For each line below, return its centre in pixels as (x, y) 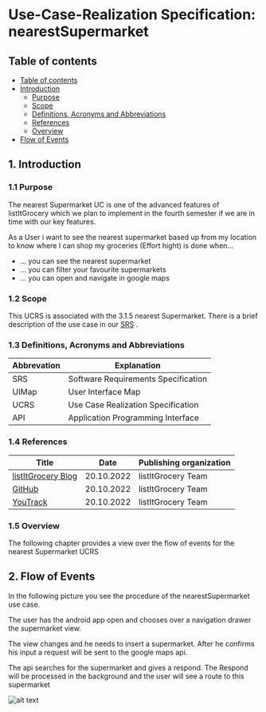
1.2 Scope (28, 298)
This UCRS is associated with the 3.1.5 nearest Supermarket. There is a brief (133, 316)
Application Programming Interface (133, 418)
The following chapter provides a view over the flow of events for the (121, 543)
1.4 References (38, 442)
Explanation (137, 366)
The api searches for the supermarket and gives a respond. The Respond (128, 667)
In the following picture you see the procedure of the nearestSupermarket (129, 596)
